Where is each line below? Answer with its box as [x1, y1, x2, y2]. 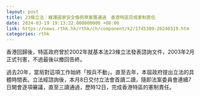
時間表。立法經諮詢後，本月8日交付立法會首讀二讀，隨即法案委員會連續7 [11, 76, 192, 83]
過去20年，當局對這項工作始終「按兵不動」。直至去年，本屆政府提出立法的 [6, 68, 189, 76]
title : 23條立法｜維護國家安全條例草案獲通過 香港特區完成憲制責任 [6, 14, 156, 20]
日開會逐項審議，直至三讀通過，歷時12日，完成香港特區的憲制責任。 [6, 83, 175, 91]
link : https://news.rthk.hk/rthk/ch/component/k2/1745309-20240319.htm [6, 25, 189, 32]
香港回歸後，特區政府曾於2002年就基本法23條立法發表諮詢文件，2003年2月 [6, 49, 195, 56]
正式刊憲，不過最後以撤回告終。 [6, 56, 85, 63]
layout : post [6, 8, 39, 15]
